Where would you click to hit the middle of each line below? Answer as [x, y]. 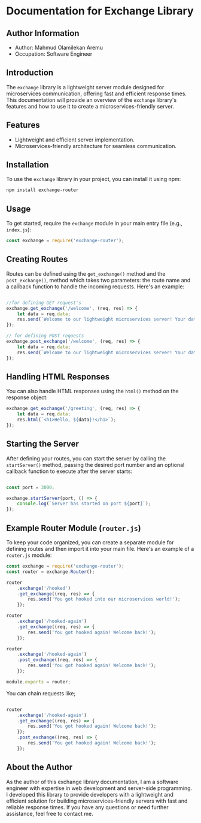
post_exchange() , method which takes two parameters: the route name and [98, 280]
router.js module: [29, 555]
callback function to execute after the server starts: [69, 471]
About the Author [39, 768]
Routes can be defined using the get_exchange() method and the [86, 273]
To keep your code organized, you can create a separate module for [90, 542]
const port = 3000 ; [31, 487]
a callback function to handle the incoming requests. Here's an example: [95, 287]
